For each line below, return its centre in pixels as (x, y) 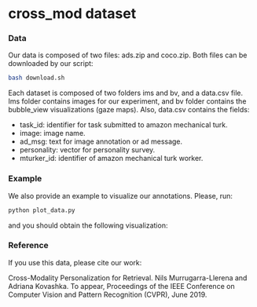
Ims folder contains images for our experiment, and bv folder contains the (127, 101)
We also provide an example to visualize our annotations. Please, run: (121, 196)
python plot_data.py (42, 210)
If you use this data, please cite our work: (75, 262)
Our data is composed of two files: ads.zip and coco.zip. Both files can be (128, 55)
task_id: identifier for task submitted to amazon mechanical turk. (123, 125)
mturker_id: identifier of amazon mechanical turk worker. (111, 159)
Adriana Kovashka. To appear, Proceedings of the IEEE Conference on (121, 286)
